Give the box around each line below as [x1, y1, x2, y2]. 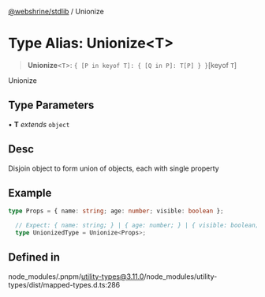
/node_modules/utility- [144, 272, 218, 281]
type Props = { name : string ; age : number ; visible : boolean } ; [8, 207, 224, 216]
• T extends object [8, 119, 70, 129]
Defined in [8, 250, 61, 264]
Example [8, 186, 52, 200]
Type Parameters [8, 99, 95, 112]
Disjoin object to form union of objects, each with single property [8, 164, 219, 173]
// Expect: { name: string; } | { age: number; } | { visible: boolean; [15, 221, 259, 230]
